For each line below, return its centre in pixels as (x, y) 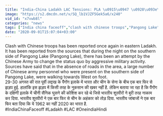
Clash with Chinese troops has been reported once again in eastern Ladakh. (81, 46)
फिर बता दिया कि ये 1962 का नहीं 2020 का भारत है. (46, 104)
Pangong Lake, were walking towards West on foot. (56, 77)
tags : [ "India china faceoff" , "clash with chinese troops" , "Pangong (76, 28)
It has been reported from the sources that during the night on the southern (81, 51)
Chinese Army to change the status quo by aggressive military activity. (76, 61)
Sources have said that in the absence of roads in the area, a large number (80, 66)
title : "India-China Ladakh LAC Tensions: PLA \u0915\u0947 (67, 9)
